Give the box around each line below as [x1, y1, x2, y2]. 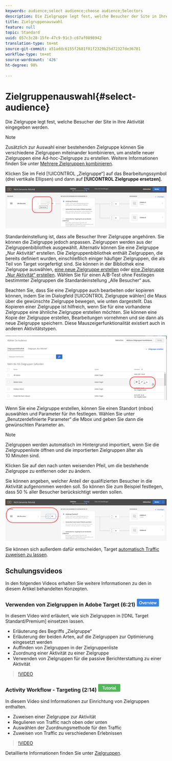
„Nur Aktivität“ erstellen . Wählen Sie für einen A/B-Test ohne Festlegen [5, 272, 155, 278]
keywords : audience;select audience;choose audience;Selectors [5, 8, 143, 13]
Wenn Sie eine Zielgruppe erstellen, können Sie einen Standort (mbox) [5, 405, 154, 411]
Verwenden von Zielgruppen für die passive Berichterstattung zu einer [12, 656, 162, 662]
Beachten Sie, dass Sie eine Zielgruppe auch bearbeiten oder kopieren [5, 287, 155, 293]
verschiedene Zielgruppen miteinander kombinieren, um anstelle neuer [5, 150, 155, 156]
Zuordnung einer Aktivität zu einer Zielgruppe [12, 650, 109, 656]
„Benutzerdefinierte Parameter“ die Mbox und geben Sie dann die [5, 416, 144, 422]
